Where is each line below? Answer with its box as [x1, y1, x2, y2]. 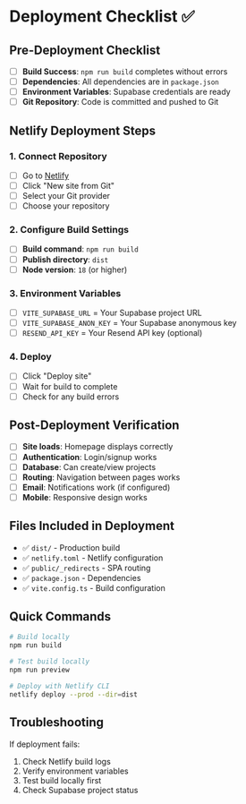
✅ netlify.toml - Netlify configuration [21, 552, 164, 563]
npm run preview [9, 665, 70, 675]
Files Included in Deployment [9, 518, 174, 534]
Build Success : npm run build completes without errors [21, 66, 228, 77]
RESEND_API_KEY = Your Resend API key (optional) [21, 328, 203, 338]
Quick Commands [9, 609, 112, 624]
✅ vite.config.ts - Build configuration [21, 582, 165, 593]
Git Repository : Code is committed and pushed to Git [21, 97, 219, 107]
